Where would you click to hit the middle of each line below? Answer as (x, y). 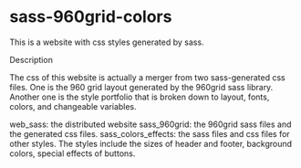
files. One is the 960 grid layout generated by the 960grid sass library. (141, 87)
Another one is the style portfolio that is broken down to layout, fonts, (140, 97)
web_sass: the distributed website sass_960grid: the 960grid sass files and (150, 124)
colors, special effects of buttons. (73, 153)
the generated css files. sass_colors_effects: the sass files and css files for (150, 133)
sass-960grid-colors (91, 17)
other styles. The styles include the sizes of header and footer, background (151, 143)
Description (31, 59)
